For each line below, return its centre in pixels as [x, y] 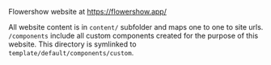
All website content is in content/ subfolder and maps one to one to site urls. [136, 27]
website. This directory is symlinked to [72, 44]
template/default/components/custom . [71, 53]
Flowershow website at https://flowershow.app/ [88, 12]
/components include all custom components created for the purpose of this [133, 36]
